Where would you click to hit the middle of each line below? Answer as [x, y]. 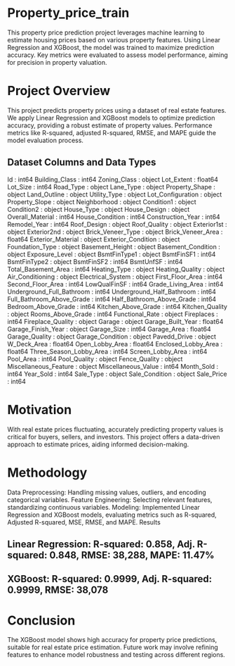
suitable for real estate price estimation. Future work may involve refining [113, 647]
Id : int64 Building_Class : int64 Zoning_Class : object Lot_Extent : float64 [113, 179]
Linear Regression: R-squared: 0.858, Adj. [101, 544]
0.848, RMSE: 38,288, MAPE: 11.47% [132, 555]
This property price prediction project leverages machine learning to [106, 32]
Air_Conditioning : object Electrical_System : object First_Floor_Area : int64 [115, 277]
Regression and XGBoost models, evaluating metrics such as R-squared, [112, 515]
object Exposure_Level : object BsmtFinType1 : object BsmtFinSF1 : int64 [112, 254]
